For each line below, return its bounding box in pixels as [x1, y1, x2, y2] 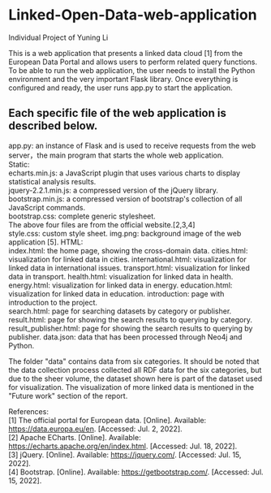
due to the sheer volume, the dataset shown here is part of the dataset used [8, 374, 263, 383]
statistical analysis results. [8, 176, 97, 186]
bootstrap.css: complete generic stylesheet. [8, 211, 156, 221]
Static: [8, 159, 30, 169]
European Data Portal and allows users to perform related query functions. [8, 57, 258, 67]
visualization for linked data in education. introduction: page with [8, 288, 225, 298]
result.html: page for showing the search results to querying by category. [8, 314, 253, 324]
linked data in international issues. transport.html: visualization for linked [8, 262, 250, 273]
